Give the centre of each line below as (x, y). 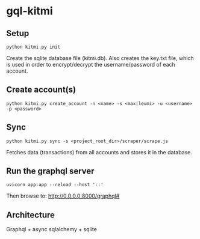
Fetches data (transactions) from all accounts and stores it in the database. (99, 152)
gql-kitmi (30, 11)
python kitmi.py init (33, 47)
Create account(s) (41, 90)
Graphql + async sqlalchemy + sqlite (52, 229)
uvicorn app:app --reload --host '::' (55, 185)
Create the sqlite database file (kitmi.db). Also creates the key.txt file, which (100, 58)
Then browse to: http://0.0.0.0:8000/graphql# (63, 196)
